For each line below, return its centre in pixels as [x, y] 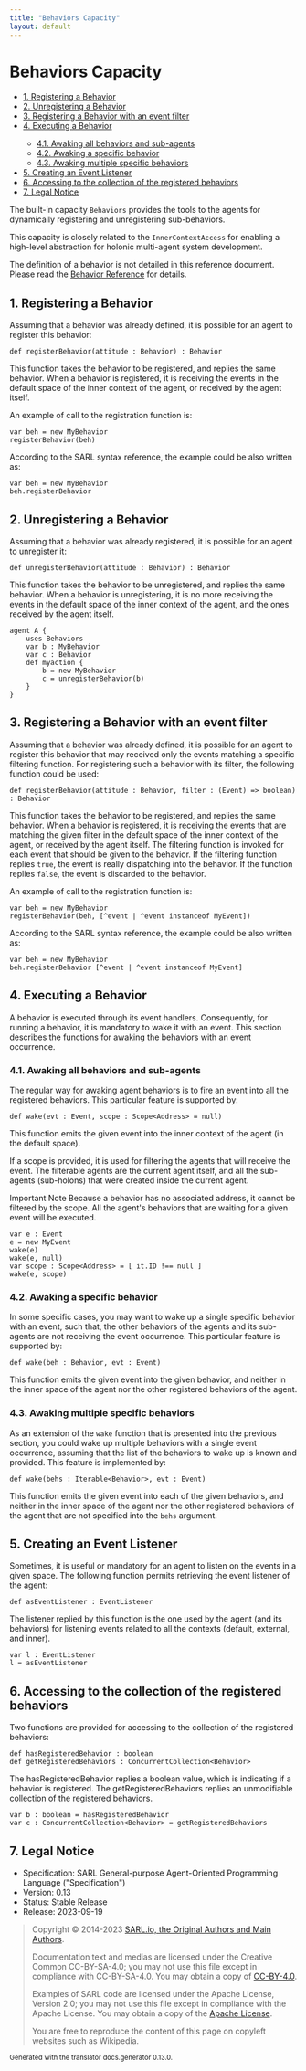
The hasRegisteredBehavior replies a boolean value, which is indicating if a [151, 1779]
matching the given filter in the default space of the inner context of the [144, 835]
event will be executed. [53, 1217]
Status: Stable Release [65, 1902]
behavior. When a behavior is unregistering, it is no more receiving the [142, 595]
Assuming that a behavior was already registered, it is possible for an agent [151, 542]
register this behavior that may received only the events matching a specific [152, 754]
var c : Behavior [59, 655]
